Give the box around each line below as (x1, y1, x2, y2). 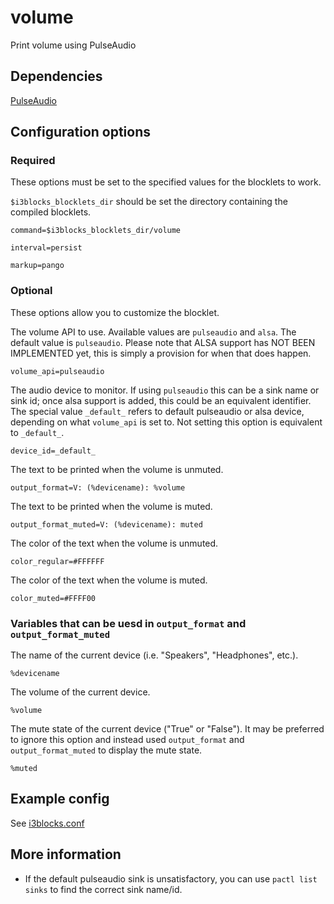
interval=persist (10, 243, 83, 253)
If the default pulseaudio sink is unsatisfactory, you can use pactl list (24, 872, 318, 885)
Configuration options (10, 124, 152, 141)
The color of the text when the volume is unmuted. (10, 537, 219, 549)
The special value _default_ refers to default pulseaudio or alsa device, (10, 405, 305, 417)
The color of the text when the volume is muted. (10, 574, 208, 586)
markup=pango (10, 261, 65, 271)
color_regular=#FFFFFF (10, 556, 105, 566)
